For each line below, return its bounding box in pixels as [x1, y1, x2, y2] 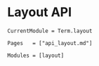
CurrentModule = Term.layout [7, 27, 93, 34]
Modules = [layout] [7, 52, 65, 59]
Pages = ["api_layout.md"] [7, 39, 93, 46]
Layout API [7, 4, 72, 20]
